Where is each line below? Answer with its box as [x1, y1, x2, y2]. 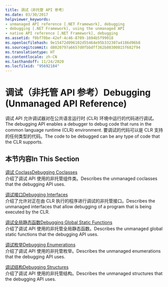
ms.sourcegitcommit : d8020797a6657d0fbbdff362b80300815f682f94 [5, 45, 141, 50]
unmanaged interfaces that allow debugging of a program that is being [5, 203, 152, 209]
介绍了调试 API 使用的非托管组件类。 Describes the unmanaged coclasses [5, 175, 157, 182]
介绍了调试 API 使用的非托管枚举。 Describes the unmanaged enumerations [5, 248, 161, 254]
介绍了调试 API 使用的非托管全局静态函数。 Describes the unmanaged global [5, 225, 163, 232]
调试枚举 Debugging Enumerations [5, 242, 76, 248]
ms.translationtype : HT [5, 49, 55, 54]
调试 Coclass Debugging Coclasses [5, 169, 78, 175]
